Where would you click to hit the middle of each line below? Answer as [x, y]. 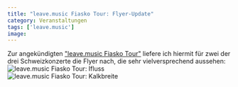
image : [17, 34]
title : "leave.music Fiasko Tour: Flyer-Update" [81, 14]
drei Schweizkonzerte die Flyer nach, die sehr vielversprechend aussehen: [117, 62]
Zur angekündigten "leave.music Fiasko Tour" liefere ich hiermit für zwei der [119, 54]
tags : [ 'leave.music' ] [41, 27]
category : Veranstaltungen [47, 21]
